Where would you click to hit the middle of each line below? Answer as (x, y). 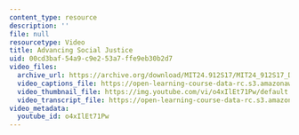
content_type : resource (53, 17)
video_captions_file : (57, 83)
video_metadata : (39, 108)
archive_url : (41, 75)
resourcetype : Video (48, 42)
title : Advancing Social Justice (71, 51)
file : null (29, 34)
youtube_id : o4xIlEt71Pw (63, 116)
